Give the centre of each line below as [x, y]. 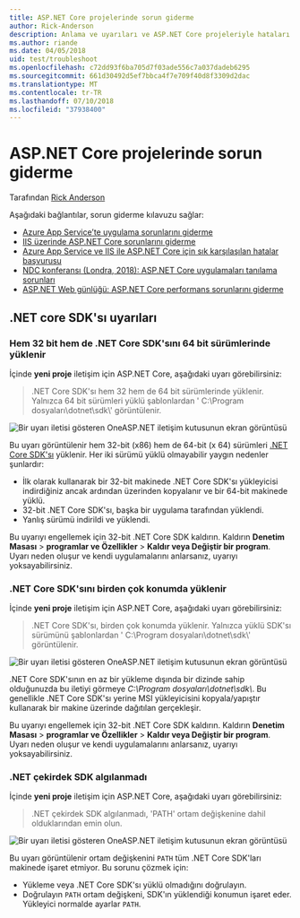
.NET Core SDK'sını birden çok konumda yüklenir [118, 588]
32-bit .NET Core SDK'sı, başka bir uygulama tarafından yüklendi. [143, 510]
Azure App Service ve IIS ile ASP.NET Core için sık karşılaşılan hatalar [150, 251]
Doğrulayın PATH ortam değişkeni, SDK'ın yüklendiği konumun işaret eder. [157, 895]
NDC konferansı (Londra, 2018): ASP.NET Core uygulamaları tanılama [150, 271]
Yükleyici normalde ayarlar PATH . [81, 904]
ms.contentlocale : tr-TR [56, 92]
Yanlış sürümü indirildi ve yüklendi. [86, 519]
